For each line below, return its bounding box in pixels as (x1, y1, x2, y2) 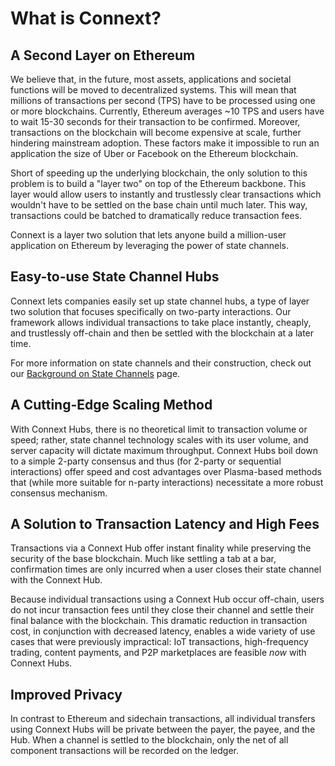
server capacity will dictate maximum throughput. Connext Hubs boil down (10, 444, 319, 456)
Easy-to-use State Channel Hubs (10, 268, 220, 286)
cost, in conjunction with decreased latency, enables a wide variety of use (10, 625, 316, 637)
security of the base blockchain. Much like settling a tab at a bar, (10, 553, 277, 565)
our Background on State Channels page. (10, 367, 181, 379)
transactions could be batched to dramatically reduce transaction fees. (10, 210, 303, 221)
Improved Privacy (10, 686, 123, 703)
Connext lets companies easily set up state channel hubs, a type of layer (10, 295, 310, 307)
